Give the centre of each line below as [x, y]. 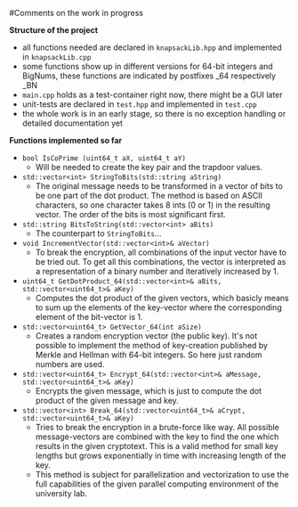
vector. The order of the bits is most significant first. [131, 214]
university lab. [61, 493]
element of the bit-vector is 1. [89, 317]
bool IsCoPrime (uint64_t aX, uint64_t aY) [104, 159]
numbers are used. [70, 364]
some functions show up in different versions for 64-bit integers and [147, 66]
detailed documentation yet [72, 123]
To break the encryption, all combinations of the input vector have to [161, 252]
